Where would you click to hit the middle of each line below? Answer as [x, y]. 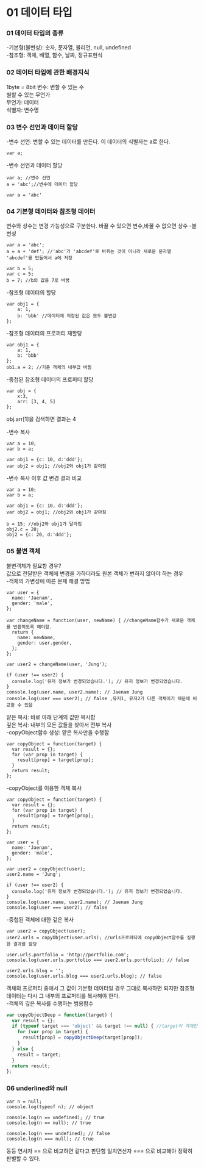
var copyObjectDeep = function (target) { [60, 1015]
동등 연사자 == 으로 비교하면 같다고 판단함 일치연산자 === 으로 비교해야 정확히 [100, 1151]
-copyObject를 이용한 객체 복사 [44, 788]
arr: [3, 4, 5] [37, 402]
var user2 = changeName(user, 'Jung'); [57, 664]
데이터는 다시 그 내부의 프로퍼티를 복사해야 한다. [63, 995]
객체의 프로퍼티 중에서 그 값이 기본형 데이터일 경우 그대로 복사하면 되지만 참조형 [100, 988]
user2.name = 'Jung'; [34, 874]
